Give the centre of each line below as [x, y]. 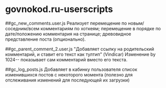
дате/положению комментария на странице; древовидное [68, 34]
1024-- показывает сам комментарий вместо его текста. [66, 59]
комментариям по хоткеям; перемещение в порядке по [101, 28]
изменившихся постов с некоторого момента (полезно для [69, 74]
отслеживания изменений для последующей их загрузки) [67, 80]
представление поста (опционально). [46, 39]
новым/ [136, 23]
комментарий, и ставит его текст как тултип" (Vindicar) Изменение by [80, 54]
